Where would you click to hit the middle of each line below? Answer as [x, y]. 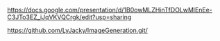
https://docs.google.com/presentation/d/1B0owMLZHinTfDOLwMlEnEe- [110, 10]
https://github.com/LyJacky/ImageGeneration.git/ [77, 30]
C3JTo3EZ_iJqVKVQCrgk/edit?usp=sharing [69, 17]
